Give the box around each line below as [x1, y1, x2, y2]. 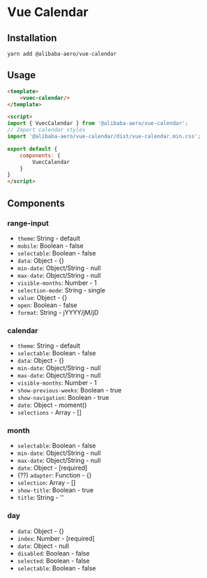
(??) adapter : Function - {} [17, 471, 92, 480]
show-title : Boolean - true [17, 486, 94, 494]
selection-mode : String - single [17, 286, 106, 294]
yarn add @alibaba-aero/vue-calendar [7, 50, 117, 57]
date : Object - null [17, 542, 70, 550]
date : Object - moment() [17, 401, 87, 409]
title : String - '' [17, 494, 64, 502]
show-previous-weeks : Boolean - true [17, 386, 122, 394]
